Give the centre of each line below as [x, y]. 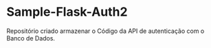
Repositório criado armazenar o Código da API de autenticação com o [105, 31]
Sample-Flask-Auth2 [67, 12]
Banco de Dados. [31, 38]
